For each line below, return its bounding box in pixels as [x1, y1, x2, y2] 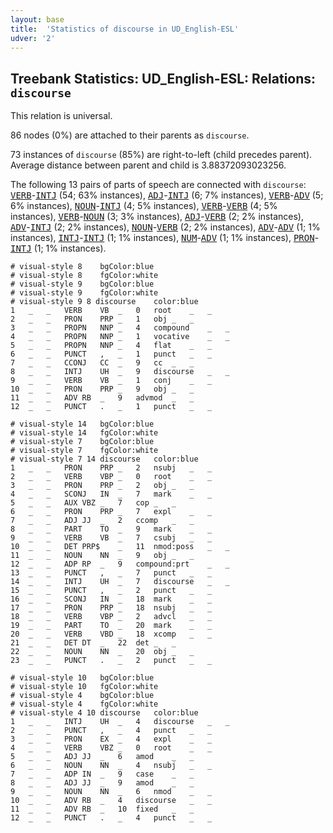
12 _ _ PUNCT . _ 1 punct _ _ [10, 402, 213, 412]
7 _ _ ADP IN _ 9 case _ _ [10, 769, 195, 780]
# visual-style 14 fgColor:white [10, 428, 159, 438]
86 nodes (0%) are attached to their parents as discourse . [10, 129, 250, 141]
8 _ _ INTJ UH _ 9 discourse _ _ [10, 367, 230, 377]
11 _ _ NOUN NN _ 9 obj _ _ [10, 551, 195, 561]
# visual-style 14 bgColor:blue [10, 419, 155, 430]
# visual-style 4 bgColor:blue [10, 691, 155, 701]
